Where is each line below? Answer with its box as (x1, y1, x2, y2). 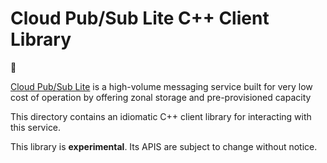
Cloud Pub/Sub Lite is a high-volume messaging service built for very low (10, 80, 313, 92)
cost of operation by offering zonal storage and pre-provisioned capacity (10, 91, 312, 103)
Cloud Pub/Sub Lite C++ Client (10, 7, 270, 30)
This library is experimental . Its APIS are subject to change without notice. (10, 140, 318, 152)
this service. (10, 121, 62, 133)
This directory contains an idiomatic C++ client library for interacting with (10, 110, 312, 122)
